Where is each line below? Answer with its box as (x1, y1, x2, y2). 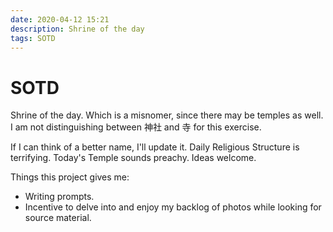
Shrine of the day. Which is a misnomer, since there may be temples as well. (10, 109, 324, 121)
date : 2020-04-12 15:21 (10, 14, 110, 25)
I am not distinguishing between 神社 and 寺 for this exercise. (10, 121, 262, 133)
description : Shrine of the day (10, 24, 145, 34)
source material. (24, 212, 92, 224)
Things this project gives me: (10, 171, 130, 183)
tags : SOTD (10, 33, 56, 43)
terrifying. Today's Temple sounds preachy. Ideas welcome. (10, 152, 257, 164)
